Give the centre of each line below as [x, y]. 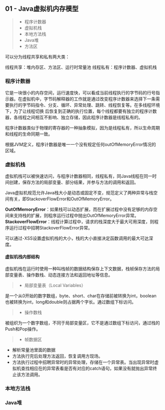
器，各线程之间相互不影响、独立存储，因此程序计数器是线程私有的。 [74, 118]
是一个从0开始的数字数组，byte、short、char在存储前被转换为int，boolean [81, 296]
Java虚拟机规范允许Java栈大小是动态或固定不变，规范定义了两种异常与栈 [79, 193]
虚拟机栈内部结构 [22, 257]
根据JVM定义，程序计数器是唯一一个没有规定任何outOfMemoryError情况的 [81, 145]
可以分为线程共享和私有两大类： [37, 57]
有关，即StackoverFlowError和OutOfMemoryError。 [62, 199]
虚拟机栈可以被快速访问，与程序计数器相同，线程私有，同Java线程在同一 [79, 176]
